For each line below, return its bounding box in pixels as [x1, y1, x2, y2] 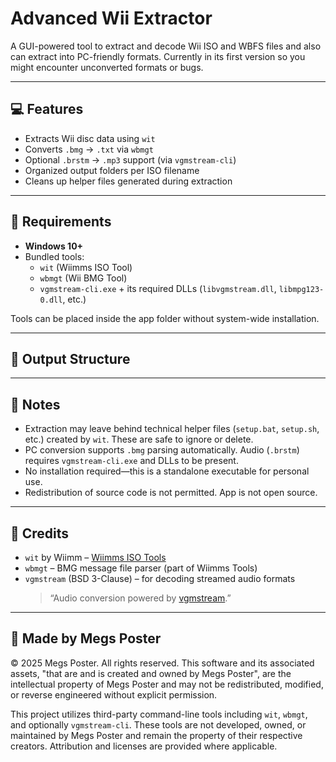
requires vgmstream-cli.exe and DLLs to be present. [24, 455, 239, 467]
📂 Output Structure [10, 350, 131, 367]
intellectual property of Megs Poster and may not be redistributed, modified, [10, 678, 324, 690]
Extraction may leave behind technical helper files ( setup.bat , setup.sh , [24, 423, 320, 435]
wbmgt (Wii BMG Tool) [39, 272, 128, 284]
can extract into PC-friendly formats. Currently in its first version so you [10, 50, 306, 62]
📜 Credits [10, 525, 70, 542]
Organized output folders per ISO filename [24, 164, 200, 176]
